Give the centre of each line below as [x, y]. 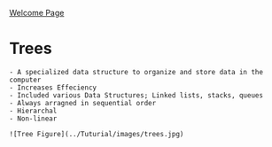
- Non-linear [33, 119]
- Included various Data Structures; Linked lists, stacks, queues [136, 95]
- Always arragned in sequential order [83, 103]
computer [25, 80]
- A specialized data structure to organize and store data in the [136, 72]
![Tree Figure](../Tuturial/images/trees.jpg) [97, 134]
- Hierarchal [33, 111]
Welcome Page [37, 13]
